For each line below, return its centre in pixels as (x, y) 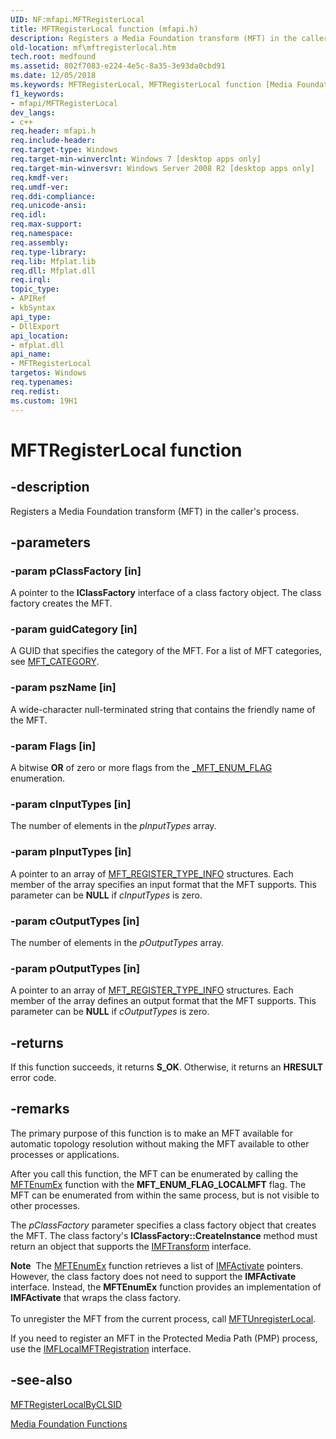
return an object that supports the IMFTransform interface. (131, 1246)
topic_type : (35, 289)
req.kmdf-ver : (40, 177)
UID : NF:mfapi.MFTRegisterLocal (77, 19)
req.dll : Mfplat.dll (53, 271)
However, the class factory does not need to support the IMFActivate (153, 1276)
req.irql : (31, 280)
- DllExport (35, 326)
